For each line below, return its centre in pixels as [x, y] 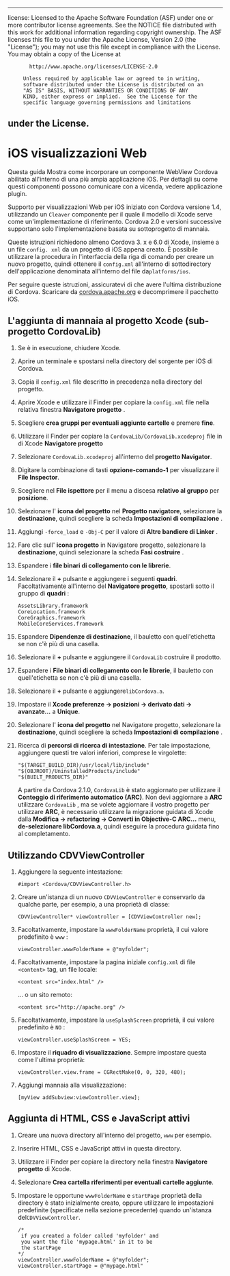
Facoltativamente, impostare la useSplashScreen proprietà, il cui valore [116, 1020]
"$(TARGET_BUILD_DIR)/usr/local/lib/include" [83, 765]
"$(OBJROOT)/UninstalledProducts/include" [79, 772]
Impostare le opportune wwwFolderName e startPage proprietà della [110, 1195]
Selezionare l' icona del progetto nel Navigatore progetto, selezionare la [119, 725]
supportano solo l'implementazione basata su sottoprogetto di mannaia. [109, 229]
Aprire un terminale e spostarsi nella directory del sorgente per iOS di [115, 361]
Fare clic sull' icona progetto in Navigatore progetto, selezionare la [112, 545]
